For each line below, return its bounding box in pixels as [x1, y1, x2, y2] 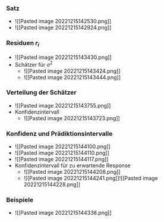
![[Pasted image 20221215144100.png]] [14, 143, 111, 150]
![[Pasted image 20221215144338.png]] [14, 210, 112, 217]
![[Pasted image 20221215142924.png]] [14, 24, 112, 31]
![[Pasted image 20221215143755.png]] [14, 102, 111, 109]
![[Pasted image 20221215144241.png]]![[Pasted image [23, 174, 159, 182]
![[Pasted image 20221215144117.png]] [14, 156, 109, 163]
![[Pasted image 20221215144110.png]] [14, 149, 110, 157]
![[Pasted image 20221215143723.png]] [23, 114, 120, 121]
